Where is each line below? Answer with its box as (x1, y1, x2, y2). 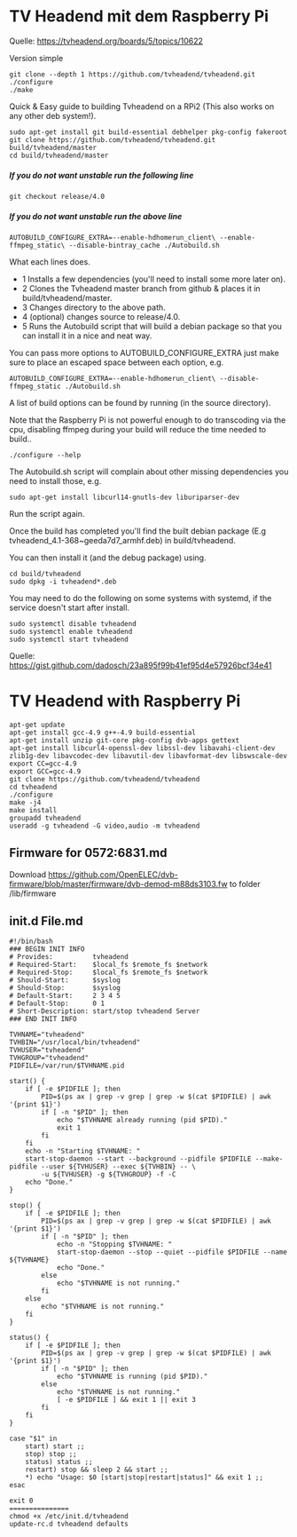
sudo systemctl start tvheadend (9, 635, 129, 644)
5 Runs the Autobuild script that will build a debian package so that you (21, 321, 282, 331)
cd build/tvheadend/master (9, 151, 109, 160)
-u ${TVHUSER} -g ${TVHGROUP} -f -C (41, 1170, 176, 1179)
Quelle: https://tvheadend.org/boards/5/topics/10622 (9, 36, 204, 46)
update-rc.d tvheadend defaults (9, 1520, 129, 1529)
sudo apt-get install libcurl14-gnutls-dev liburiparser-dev (9, 493, 240, 502)
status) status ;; (25, 1458, 93, 1467)
